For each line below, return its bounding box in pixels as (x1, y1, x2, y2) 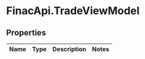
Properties (6, 28, 46, 38)
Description (52, 45, 86, 53)
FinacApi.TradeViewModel (6, 4, 140, 18)
